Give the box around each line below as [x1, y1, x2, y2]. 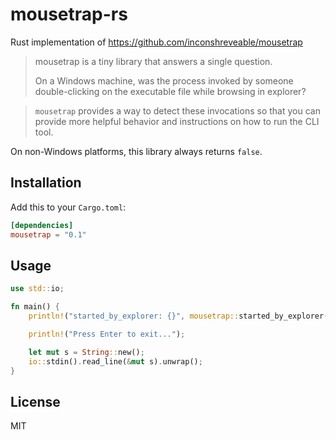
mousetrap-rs [10, 3, 128, 26]
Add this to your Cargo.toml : [10, 201, 127, 213]
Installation [10, 174, 82, 192]
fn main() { [10, 302, 60, 312]
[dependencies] [10, 220, 74, 230]
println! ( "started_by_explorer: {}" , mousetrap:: [28, 311, 240, 322]
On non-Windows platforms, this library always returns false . [10, 145, 263, 157]
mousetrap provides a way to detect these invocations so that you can [34, 104, 321, 117]
